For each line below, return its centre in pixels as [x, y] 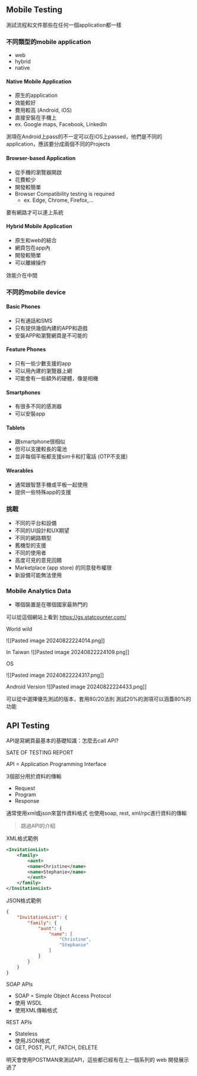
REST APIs [19, 1022]
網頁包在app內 [32, 248]
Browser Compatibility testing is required [64, 193]
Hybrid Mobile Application [39, 226]
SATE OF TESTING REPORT [40, 753]
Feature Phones [26, 349]
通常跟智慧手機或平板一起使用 [51, 484]
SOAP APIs [20, 984]
